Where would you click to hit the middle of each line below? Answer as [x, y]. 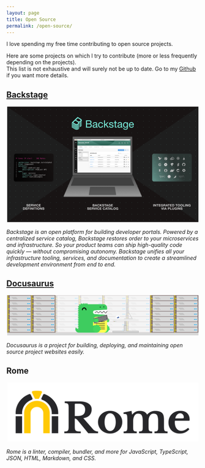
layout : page [23, 13]
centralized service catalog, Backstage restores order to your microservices [102, 238]
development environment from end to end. [61, 264]
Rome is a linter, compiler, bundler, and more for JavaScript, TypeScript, [97, 451]
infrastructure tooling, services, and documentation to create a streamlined [102, 258]
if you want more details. [38, 75]
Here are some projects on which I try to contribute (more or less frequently [102, 56]
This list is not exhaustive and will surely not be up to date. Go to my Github [101, 69]
